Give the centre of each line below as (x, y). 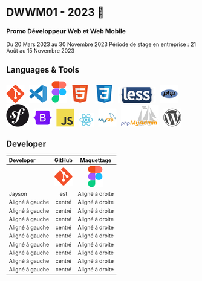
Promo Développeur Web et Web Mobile (66, 31)
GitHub (63, 160)
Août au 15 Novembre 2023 (40, 51)
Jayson (18, 194)
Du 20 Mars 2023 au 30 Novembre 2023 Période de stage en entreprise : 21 (101, 44)
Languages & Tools (43, 70)
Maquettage (96, 160)
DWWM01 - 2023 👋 (55, 12)
